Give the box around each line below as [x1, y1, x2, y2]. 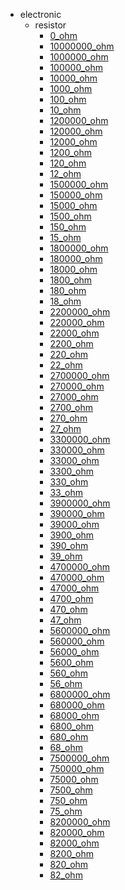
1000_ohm [49, 83, 93, 94]
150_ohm [49, 221, 87, 233]
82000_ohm [49, 837, 100, 849]
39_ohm [49, 550, 83, 562]
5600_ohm [49, 657, 94, 668]
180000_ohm [49, 253, 103, 264]
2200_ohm [49, 338, 94, 349]
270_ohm [49, 412, 88, 424]
